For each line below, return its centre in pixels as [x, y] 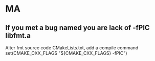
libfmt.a [18, 35]
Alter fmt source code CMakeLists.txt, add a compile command [72, 48]
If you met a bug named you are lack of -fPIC [77, 28]
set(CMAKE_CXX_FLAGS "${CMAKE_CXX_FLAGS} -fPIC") [66, 53]
